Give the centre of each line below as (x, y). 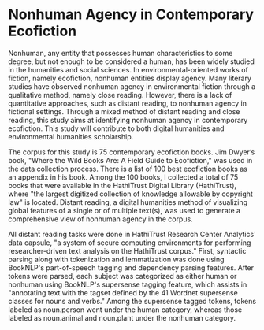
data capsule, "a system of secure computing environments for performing (130, 243)
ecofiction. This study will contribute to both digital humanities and (116, 128)
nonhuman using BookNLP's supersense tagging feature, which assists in (128, 284)
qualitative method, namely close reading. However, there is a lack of (120, 95)
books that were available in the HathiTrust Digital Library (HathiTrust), (123, 185)
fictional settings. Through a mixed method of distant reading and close (124, 111)
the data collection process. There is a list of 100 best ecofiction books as (128, 169)
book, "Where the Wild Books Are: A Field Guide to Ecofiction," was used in (130, 160)
